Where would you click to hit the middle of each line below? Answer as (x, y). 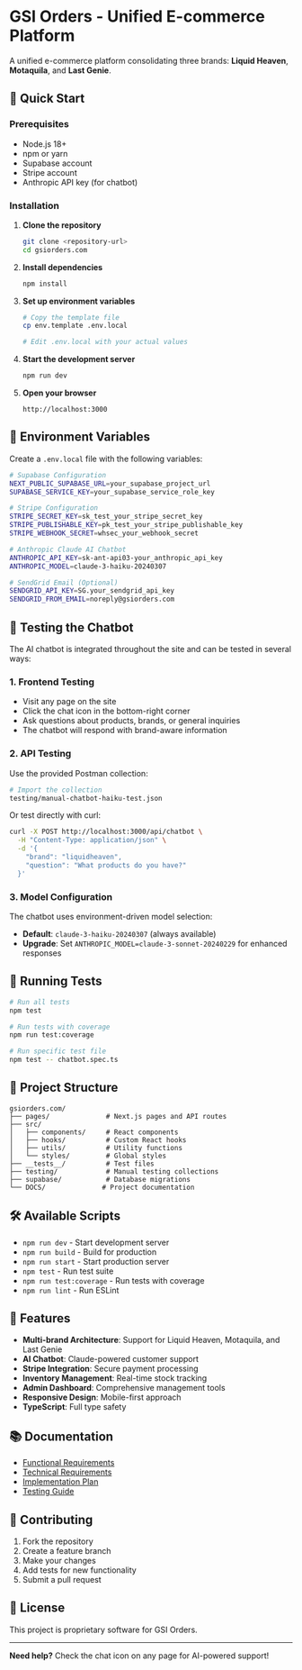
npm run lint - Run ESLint (71, 1290)
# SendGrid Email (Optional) (64, 583)
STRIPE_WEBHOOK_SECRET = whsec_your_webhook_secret (104, 533)
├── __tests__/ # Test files (82, 1164)
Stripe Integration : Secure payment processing (110, 1369)
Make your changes (59, 1561)
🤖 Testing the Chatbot (71, 627)
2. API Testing (40, 754)
